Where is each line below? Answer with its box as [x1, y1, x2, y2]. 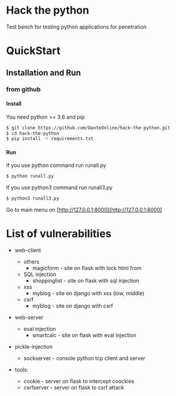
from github [6, 85, 41, 94]
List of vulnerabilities [6, 227, 112, 240]
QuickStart [6, 44, 61, 58]
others [23, 258, 40, 265]
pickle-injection [14, 343, 53, 350]
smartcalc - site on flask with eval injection [32, 332, 137, 339]
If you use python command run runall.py [6, 161, 106, 169]
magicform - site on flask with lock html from [32, 265, 142, 272]
